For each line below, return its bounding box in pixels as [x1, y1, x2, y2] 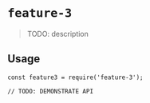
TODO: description [26, 29, 89, 38]
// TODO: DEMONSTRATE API [7, 87, 93, 95]
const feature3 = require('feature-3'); [7, 73, 144, 81]
